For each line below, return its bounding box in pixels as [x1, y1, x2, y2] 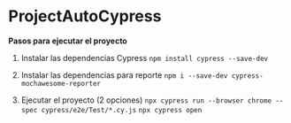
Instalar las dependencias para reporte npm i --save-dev [20, 69, 228, 81]
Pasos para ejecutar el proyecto [8, 35, 127, 46]
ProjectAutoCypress [8, 6, 162, 27]
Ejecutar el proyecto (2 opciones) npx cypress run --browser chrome [20, 95, 272, 105]
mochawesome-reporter [20, 79, 101, 88]
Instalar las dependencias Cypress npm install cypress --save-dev [20, 52, 269, 63]
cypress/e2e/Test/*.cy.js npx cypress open [41, 105, 203, 114]
